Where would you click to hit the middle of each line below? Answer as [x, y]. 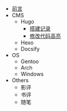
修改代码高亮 [45, 36]
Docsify [30, 49]
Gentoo [30, 61]
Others [20, 80]
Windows [32, 74]
